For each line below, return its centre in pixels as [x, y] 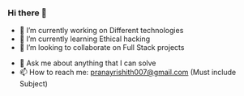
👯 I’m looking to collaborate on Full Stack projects [102, 48]
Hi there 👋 [28, 13]
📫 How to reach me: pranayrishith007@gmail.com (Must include [128, 73]
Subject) [33, 84]
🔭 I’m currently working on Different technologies [101, 31]
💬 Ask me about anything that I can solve [88, 63]
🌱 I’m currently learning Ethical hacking [85, 39]
